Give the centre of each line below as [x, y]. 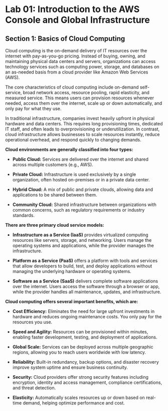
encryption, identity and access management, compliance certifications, [87, 382]
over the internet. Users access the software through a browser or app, [86, 286]
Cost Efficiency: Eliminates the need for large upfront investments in [83, 311]
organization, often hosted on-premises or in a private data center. [81, 180]
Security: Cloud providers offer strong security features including [80, 377]
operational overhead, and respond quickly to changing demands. [73, 140]
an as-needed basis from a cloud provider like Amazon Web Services [77, 72]
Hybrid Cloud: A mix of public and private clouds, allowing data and [82, 189]
